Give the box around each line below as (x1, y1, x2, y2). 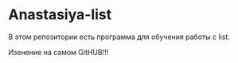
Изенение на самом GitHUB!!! (8, 47, 109, 57)
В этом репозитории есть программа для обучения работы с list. (8, 32, 231, 41)
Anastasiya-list (8, 6, 112, 24)
